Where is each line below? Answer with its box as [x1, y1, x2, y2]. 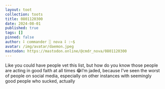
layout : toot [5, 7, 32, 12]
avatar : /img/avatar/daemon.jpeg [5, 44, 74, 49]
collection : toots [5, 12, 43, 17]
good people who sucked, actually [5, 78, 76, 84]
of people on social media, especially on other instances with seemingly [5, 73, 152, 79]
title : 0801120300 [5, 16, 43, 21]
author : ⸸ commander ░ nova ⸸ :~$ [5, 40, 75, 44]
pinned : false [5, 35, 35, 40]
